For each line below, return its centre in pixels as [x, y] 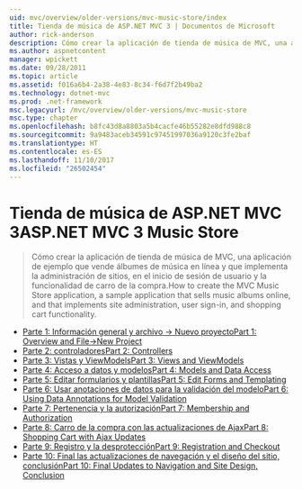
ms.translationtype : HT [54, 143]
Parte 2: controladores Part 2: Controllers [98, 351]
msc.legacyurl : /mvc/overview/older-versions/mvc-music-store [128, 110]
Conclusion [43, 475]
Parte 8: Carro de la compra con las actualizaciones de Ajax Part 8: [145, 428]
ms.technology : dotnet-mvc [60, 93]
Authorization [48, 418]
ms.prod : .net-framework [56, 101]
